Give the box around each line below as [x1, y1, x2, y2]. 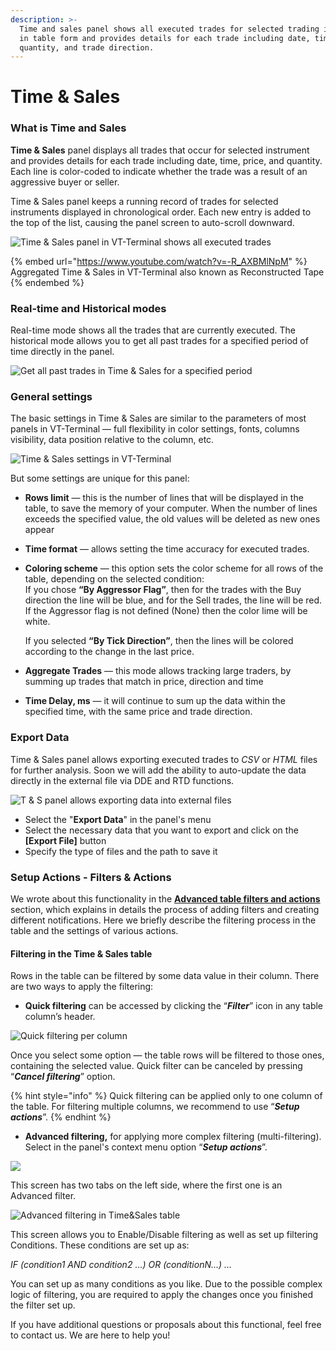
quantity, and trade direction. [19, 42, 155, 53]
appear [24, 524, 55, 536]
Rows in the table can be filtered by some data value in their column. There [10, 970, 320, 982]
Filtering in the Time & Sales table [10, 947, 153, 960]
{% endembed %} [10, 276, 85, 288]
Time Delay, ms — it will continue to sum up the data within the [24, 695, 286, 707]
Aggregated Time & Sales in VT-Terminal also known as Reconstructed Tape [10, 266, 325, 278]
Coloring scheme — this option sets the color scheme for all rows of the [24, 562, 324, 575]
